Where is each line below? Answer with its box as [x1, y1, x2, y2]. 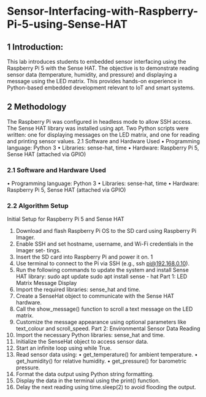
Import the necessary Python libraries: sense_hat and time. [15, 331, 165, 339]
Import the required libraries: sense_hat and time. [15, 286, 140, 293]
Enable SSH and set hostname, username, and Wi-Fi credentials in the [15, 240, 194, 248]
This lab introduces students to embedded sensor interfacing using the [7, 58, 186, 65]
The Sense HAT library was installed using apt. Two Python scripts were [7, 124, 189, 132]
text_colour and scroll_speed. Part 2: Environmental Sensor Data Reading [15, 325, 200, 332]
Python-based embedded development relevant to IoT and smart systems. [7, 84, 195, 91]
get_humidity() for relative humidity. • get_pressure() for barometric [15, 357, 187, 365]
